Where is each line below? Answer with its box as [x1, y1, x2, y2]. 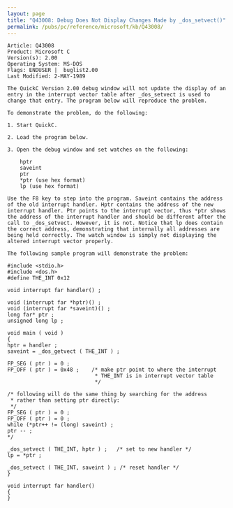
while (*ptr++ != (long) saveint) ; [7, 421, 114, 428]
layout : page [7, 10, 45, 17]
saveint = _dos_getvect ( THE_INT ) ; [7, 348, 120, 355]
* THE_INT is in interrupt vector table [94, 372, 214, 379]
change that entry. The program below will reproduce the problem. [7, 97, 208, 105]
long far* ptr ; [7, 312, 54, 319]
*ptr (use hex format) [20, 177, 86, 184]
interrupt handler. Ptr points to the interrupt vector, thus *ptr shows [7, 208, 227, 215]
